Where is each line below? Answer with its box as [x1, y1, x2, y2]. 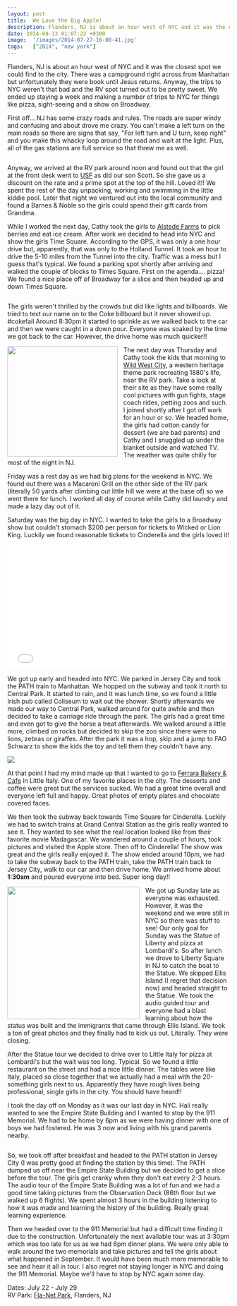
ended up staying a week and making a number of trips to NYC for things [7, 92, 220, 101]
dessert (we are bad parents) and [123, 429, 221, 436]
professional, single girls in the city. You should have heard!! [7, 1088, 182, 1096]
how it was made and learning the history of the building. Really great [7, 1204, 209, 1211]
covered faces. [7, 799, 51, 807]
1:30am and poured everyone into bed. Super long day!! [7, 873, 171, 881]
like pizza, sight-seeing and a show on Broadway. [7, 100, 152, 108]
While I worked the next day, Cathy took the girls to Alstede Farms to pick [7, 222, 221, 230]
